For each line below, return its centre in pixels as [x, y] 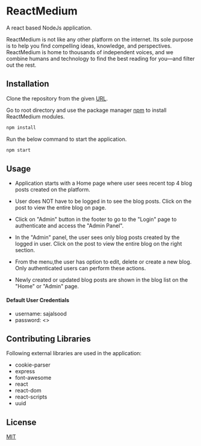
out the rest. [21, 65]
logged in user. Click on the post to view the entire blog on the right [98, 244]
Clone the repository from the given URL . [57, 98]
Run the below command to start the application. [66, 139]
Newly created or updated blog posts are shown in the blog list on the [101, 280]
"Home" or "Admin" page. [47, 286]
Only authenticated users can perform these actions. [80, 268]
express [25, 371]
